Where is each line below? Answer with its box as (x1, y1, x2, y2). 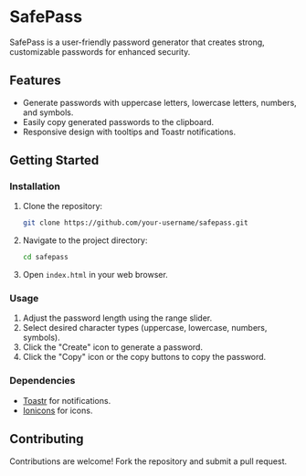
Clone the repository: (22, 201, 103, 212)
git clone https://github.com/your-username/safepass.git (22, 218, 248, 227)
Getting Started (9, 153, 100, 168)
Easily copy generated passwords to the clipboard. (22, 116, 215, 127)
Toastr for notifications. (22, 395, 111, 406)
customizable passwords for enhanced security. (9, 46, 191, 57)
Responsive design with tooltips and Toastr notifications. (22, 126, 236, 137)
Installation (9, 180, 61, 193)
